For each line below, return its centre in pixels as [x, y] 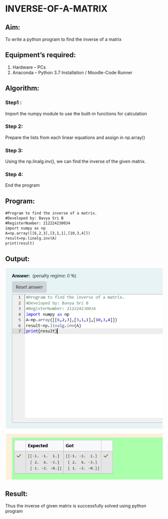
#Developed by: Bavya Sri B [34, 218]
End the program [22, 185]
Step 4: [14, 175]
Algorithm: [22, 88]
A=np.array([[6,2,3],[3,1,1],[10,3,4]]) [48, 233]
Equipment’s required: [40, 55]
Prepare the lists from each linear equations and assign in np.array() [75, 137]
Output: [17, 259]
